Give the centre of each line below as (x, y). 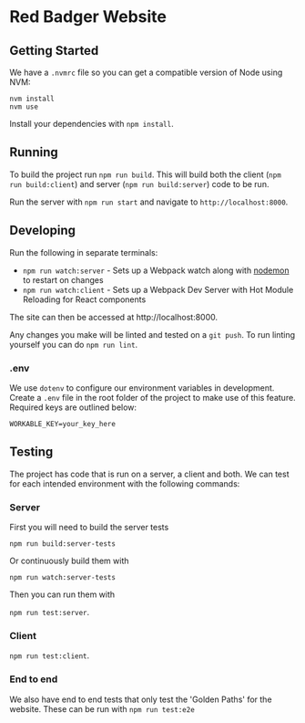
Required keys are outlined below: (73, 407)
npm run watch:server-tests (63, 578)
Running (34, 152)
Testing (31, 452)
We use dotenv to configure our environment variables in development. (142, 388)
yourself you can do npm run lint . (74, 344)
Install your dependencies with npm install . (92, 124)
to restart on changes (63, 279)
